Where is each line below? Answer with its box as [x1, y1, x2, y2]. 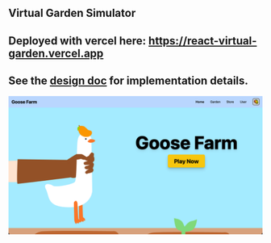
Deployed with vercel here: [8, 34, 147, 48]
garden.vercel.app [8, 46, 104, 60]
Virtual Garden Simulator [8, 6, 136, 20]
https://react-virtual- [148, 34, 257, 48]
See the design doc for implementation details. [8, 74, 248, 88]
